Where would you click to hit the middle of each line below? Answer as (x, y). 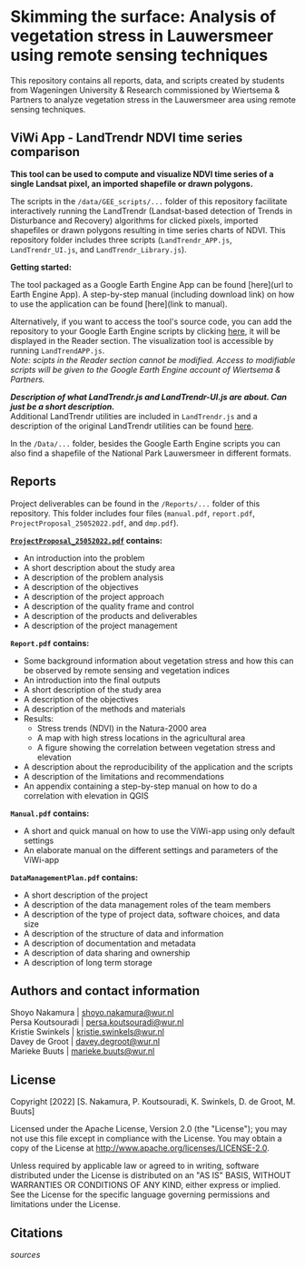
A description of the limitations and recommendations (124, 776)
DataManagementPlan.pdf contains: (74, 877)
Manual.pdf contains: (50, 813)
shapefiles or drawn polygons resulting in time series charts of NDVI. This (148, 230)
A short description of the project (86, 895)
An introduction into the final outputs (92, 680)
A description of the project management (100, 625)
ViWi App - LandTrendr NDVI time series (127, 138)
